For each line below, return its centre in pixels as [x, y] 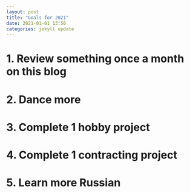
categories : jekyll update [40, 29]
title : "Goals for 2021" [38, 18]
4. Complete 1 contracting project [92, 155]
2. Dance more [44, 99]
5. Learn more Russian [64, 183]
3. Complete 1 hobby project [78, 127]
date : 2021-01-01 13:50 [36, 23]
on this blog [36, 72]
